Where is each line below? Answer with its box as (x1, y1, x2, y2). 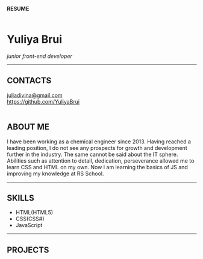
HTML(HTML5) (15, 209, 54, 216)
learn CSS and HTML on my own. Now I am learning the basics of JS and (7, 163, 189, 170)
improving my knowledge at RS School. (7, 170, 104, 177)
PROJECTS (7, 245, 49, 255)
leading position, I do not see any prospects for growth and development (7, 144, 187, 151)
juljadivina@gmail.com (7, 92, 63, 99)
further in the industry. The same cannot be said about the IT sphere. (7, 151, 178, 158)
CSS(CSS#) (15, 215, 45, 222)
